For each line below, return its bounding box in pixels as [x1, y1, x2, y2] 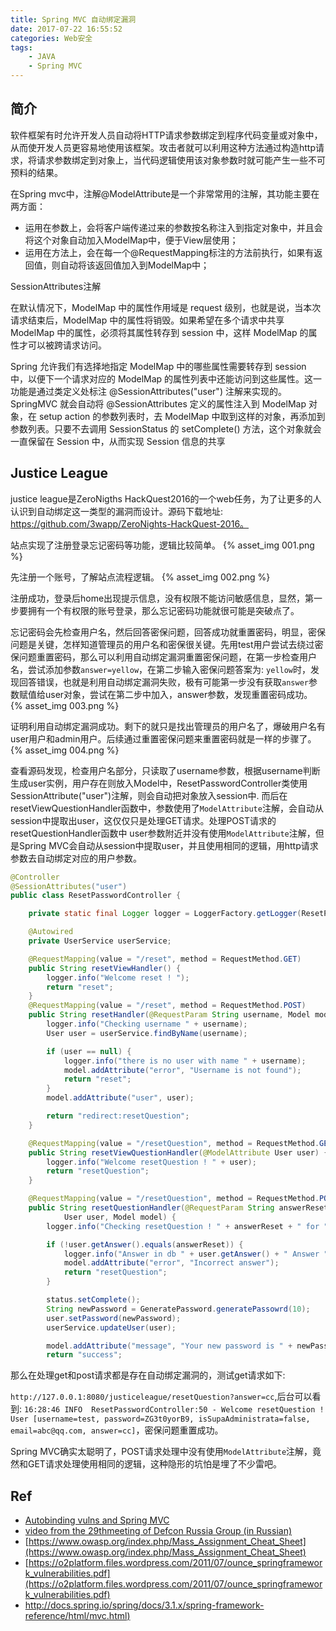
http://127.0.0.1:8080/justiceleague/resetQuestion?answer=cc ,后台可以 [10, 1391, 313, 1403]
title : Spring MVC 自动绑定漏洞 [10, 14, 137, 25]
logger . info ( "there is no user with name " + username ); [63, 1056, 307, 1066]
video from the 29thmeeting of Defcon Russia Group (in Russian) [24, 1525, 293, 1537]
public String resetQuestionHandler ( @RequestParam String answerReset [28, 1203, 329, 1213]
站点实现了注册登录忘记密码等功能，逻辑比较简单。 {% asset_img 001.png [10, 539, 315, 551]
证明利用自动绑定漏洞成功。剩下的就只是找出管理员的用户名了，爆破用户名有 [10, 720, 326, 732]
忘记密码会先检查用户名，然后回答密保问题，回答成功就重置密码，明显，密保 [10, 626, 326, 638]
